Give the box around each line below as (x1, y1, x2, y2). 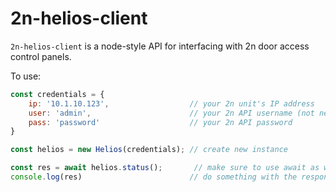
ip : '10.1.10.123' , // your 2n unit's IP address (28, 98, 315, 109)
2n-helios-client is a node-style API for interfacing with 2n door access (10, 40, 310, 52)
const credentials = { (10, 89, 105, 99)
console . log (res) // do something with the (10, 172, 298, 182)
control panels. (10, 50, 72, 62)
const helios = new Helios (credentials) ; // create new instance (10, 145, 288, 155)
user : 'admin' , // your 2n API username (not (28, 108, 315, 118)
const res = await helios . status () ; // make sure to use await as (10, 163, 320, 173)
